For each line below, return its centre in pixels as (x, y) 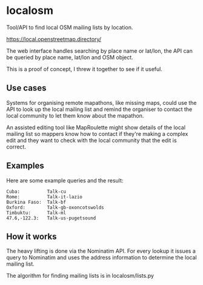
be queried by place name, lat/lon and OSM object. (70, 57)
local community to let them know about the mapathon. (75, 115)
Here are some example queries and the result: (65, 180)
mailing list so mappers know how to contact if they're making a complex (97, 133)
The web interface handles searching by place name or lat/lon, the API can (99, 51)
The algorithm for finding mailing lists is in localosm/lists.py (80, 276)
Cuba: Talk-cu (36, 192)
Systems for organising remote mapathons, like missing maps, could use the (101, 102)
